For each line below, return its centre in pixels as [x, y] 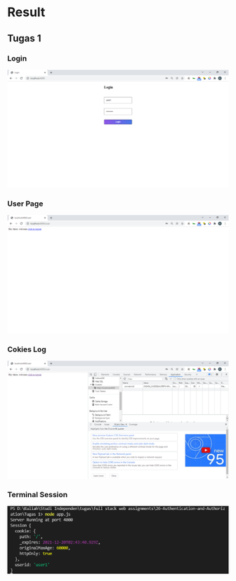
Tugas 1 [24, 38]
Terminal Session [38, 495]
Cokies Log [27, 349]
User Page [25, 204]
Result [26, 12]
